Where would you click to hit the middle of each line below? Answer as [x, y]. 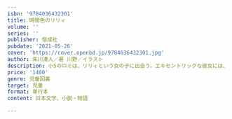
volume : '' [23, 27]
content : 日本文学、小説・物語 [48, 99]
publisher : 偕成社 [33, 40]
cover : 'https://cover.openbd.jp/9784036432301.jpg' [86, 53]
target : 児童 [25, 85]
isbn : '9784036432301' [40, 14]
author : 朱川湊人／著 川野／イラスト [55, 59]
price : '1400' [28, 72]
